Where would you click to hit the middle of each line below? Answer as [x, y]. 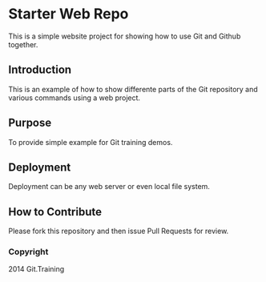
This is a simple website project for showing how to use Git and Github [125, 36]
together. [23, 44]
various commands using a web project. [75, 98]
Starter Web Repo [69, 14]
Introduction [40, 70]
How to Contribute [55, 212]
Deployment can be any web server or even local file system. [109, 187]
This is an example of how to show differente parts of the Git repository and [133, 89]
